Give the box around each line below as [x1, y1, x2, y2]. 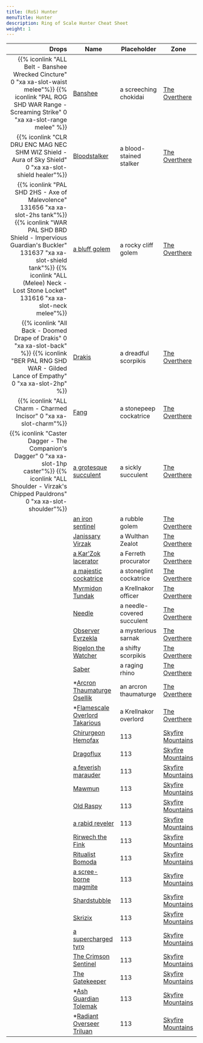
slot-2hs [14, 211, 40, 219]
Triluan [72, 1027, 92, 1036]
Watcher [72, 651, 97, 660]
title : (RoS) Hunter [6, 8, 59, 15]
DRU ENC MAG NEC [10, 140, 68, 149]
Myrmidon [72, 584, 103, 593]
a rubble [120, 515, 144, 523]
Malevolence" [28, 196, 68, 204]
